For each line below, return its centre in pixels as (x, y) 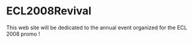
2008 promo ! (23, 33)
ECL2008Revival (49, 11)
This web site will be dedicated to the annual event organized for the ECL (97, 27)
